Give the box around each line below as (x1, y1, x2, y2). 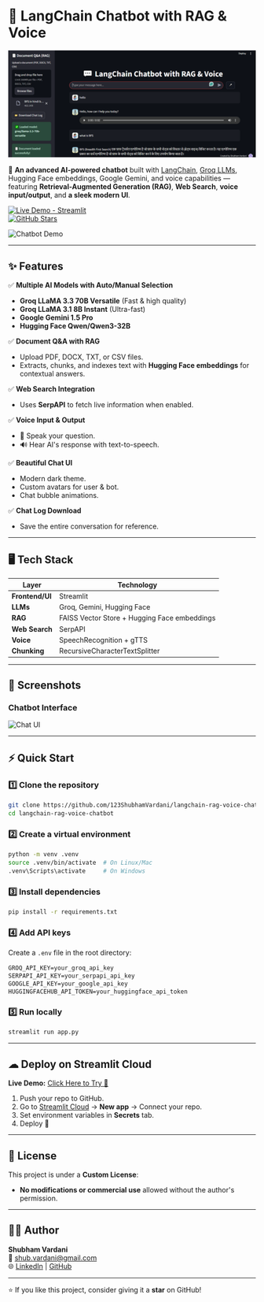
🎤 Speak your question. (19, 431, 96, 440)
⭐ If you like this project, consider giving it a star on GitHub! (8, 1285, 202, 1294)
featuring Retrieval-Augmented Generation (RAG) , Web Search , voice (8, 182, 238, 191)
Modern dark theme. (19, 474, 86, 484)
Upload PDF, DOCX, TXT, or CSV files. (19, 352, 144, 362)
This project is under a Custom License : (8, 1170, 139, 1179)
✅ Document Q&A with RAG (8, 336, 101, 346)
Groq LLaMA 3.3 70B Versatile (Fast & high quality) (19, 296, 187, 306)
